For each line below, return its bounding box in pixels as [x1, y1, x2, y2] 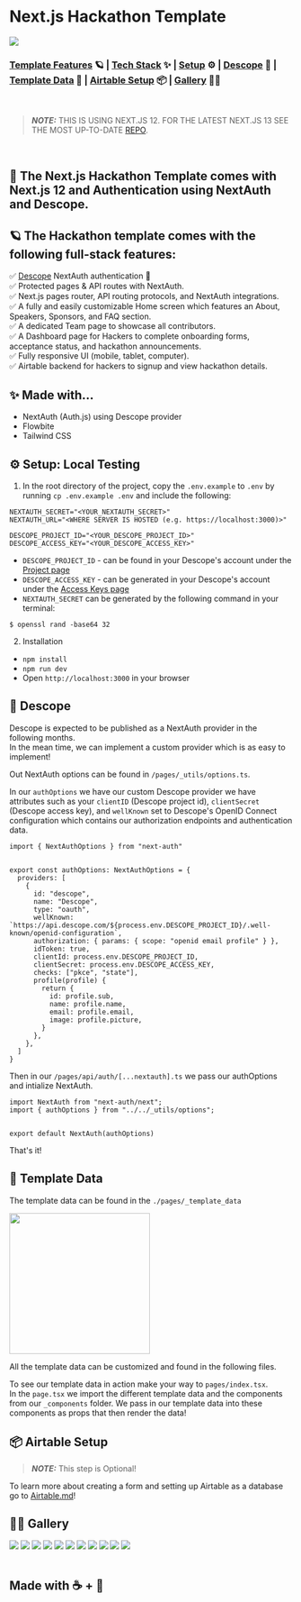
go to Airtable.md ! [9, 1489, 76, 1501]
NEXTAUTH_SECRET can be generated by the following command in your [22, 593, 279, 605]
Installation [22, 636, 64, 647]
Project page [22, 565, 70, 576]
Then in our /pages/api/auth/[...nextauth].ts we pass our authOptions [9, 1070, 278, 1081]
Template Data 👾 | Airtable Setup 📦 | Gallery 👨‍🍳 [9, 74, 222, 86]
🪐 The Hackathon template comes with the [9, 228, 256, 244]
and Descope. [9, 196, 89, 212]
